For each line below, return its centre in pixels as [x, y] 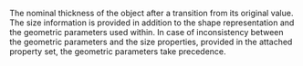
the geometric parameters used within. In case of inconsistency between [147, 32]
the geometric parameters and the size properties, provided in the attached [151, 42]
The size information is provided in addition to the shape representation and [152, 23]
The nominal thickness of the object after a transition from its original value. [151, 13]
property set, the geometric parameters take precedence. [118, 52]
